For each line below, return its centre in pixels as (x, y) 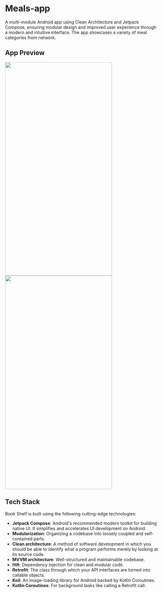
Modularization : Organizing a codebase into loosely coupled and (78, 533)
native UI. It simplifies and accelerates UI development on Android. (79, 528)
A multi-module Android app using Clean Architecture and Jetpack (72, 22)
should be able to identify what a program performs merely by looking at (85, 549)
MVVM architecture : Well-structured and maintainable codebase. (78, 559)
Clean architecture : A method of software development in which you (81, 544)
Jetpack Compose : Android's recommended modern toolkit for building (84, 523)
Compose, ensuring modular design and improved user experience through (81, 27)
